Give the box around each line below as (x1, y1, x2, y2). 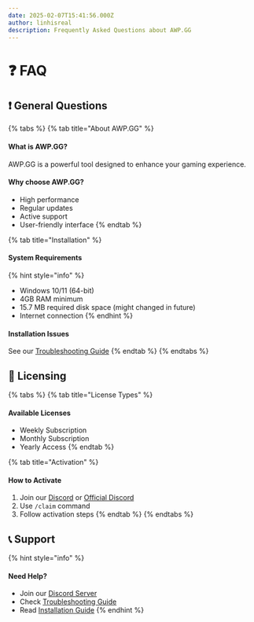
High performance (19, 194, 79, 204)
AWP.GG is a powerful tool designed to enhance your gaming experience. (8, 159, 246, 169)
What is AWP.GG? (8, 142, 68, 151)
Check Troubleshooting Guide (19, 597, 117, 606)
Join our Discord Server (19, 589, 98, 598)
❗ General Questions (8, 99, 108, 112)
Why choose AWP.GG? (8, 178, 84, 187)
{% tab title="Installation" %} (8, 235, 102, 245)
